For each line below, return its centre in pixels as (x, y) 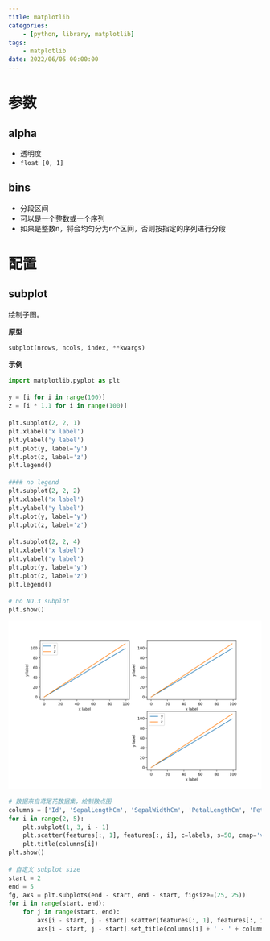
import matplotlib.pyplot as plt (64, 380)
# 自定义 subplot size (45, 869)
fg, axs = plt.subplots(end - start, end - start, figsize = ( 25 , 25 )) (127, 895)
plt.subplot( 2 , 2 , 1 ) (45, 423)
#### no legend (34, 483)
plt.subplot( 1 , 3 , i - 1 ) (66, 827)
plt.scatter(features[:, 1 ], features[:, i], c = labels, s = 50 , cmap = (140, 835)
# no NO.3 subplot (39, 601)
